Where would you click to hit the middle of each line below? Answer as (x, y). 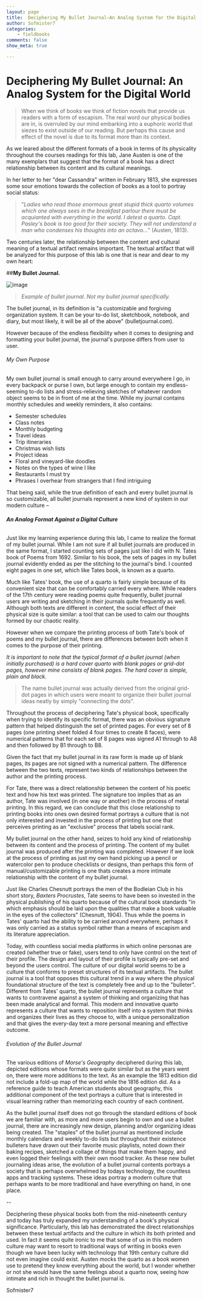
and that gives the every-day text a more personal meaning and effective (97, 1023)
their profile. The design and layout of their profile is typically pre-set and (98, 959)
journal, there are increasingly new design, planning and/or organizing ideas (101, 1126)
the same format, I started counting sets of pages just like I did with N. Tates (101, 551)
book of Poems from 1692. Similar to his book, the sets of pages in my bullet (101, 557)
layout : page (23, 12)
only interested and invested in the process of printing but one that (90, 820)
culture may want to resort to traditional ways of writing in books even (94, 1246)
